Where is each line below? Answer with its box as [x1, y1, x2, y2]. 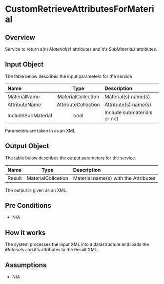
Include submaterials [104, 109, 153, 116]
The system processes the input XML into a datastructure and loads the [5, 241, 149, 247]
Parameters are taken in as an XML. [5, 128, 77, 133]
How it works [5, 228, 46, 237]
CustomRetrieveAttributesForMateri [5, 3, 155, 15]
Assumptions [5, 261, 47, 269]
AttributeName [7, 101, 41, 108]
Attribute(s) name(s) [104, 101, 152, 108]
